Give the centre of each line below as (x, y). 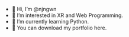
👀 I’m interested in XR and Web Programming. (67, 15)
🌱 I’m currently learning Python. (50, 21)
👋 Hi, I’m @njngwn (34, 9)
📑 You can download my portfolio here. (59, 28)
